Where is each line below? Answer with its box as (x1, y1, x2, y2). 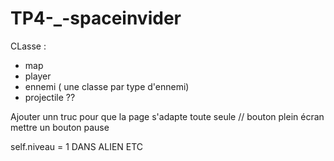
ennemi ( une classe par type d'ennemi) (24, 80, 190, 92)
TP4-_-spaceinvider (10, 7, 182, 30)
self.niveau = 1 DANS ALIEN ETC (10, 140, 144, 152)
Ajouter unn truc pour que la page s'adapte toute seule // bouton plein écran (10, 110, 325, 122)
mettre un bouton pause (10, 121, 110, 133)
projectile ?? (24, 91, 76, 103)
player (24, 70, 52, 82)
